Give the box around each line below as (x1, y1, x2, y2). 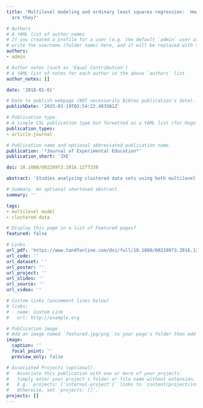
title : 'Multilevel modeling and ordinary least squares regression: (6, 8, 185, 15)
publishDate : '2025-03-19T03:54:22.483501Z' (6, 104, 120, 110)
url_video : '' (6, 287, 42, 293)
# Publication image (6, 326, 59, 332)
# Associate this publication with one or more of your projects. (6, 370, 182, 376)
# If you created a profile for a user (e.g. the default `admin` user (6, 37, 190, 43)
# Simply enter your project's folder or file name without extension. (6, 376, 196, 382)
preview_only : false (11, 353, 63, 360)
